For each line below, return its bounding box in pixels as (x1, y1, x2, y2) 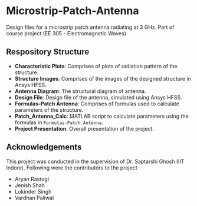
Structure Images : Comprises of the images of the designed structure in (14, 75, 192, 82)
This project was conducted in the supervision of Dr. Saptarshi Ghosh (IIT (6, 158, 185, 165)
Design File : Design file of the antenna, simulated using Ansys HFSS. (14, 94, 183, 101)
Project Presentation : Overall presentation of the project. (14, 125, 155, 132)
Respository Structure (6, 47, 90, 57)
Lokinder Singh (14, 188, 52, 195)
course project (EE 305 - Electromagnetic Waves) (6, 29, 127, 36)
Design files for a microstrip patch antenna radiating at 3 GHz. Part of (6, 24, 175, 31)
